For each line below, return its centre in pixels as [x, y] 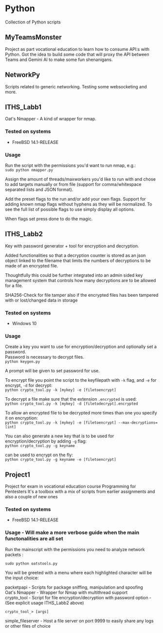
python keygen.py [23, 362]
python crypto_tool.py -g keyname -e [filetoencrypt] [61, 460]
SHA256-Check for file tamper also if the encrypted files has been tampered [82, 295]
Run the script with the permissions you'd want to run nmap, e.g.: [71, 165]
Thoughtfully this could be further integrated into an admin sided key [74, 275]
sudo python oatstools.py [31, 563]
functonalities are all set [34, 539]
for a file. [14, 286]
